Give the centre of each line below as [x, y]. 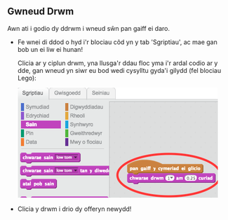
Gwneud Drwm [41, 12]
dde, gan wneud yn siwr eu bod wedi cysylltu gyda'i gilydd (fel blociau [119, 70]
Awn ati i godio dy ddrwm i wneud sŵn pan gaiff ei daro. [89, 28]
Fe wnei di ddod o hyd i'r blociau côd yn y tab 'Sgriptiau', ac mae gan [117, 42]
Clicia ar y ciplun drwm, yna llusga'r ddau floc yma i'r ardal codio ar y [118, 63]
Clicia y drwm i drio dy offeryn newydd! [74, 209]
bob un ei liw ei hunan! [50, 49]
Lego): [27, 78]
